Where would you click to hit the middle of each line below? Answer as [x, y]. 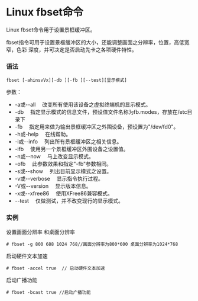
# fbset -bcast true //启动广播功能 [48, 292]
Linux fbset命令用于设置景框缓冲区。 [51, 30]
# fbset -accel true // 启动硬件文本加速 [56, 268]
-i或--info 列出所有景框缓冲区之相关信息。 [68, 142]
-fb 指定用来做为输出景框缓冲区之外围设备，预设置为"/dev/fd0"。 [97, 127]
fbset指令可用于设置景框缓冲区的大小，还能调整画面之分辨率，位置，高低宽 [98, 42]
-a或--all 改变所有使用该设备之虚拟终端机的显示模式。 [83, 105]
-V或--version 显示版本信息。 [53, 186]
